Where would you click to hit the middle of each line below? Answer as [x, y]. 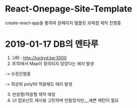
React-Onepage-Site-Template [69, 9]
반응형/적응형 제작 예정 [34, 94]
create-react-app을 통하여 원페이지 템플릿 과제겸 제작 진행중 [63, 23]
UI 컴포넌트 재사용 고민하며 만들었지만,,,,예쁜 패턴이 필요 [65, 100]
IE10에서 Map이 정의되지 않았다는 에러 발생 [53, 63]
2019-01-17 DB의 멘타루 [52, 44]
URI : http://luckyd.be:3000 [39, 58]
